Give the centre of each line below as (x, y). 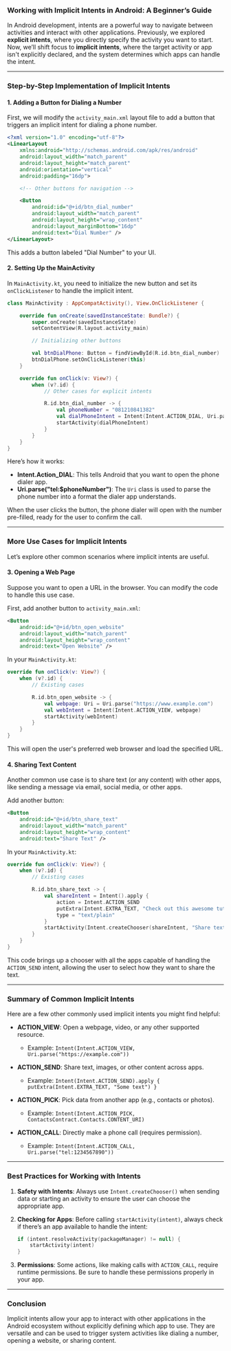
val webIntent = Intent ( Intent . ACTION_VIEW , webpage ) (122, 710)
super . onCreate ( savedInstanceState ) (84, 322)
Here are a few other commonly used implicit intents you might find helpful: (114, 1014)
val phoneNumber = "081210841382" (106, 410)
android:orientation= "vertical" (66, 169)
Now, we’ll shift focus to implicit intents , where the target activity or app (110, 47)
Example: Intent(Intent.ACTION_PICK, (81, 1113)
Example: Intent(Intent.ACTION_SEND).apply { (93, 1081)
